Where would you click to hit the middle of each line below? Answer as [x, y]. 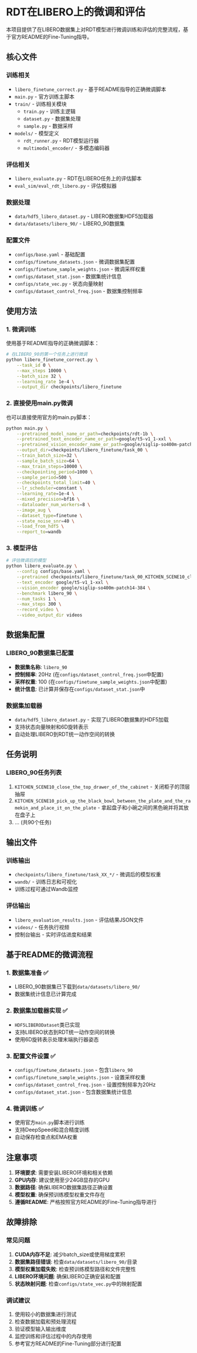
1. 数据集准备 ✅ [27, 973]
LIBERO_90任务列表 [34, 772]
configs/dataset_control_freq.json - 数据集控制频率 [79, 291]
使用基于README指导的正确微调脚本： [53, 343]
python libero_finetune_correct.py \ [52, 360]
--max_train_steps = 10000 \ [50, 466]
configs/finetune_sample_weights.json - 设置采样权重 [80, 1077]
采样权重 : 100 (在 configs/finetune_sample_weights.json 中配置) [91, 681]
